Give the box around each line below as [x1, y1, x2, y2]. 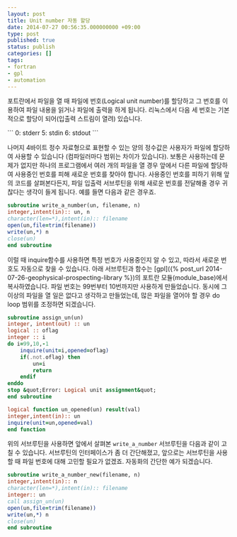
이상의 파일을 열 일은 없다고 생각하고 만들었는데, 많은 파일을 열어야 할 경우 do [7, 291, 221, 299]
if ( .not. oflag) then [20, 353, 81, 361]
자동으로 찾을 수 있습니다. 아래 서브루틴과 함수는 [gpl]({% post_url [20, 264, 204, 273]
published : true [7, 37, 55, 44]
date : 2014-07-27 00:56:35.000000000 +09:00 [7, 23, 141, 31]
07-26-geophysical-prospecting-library [7, 273, 122, 281]
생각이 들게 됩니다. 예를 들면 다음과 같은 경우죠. [25, 188, 156, 196]
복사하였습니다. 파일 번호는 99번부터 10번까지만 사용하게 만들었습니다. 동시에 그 [7, 282, 228, 291]
